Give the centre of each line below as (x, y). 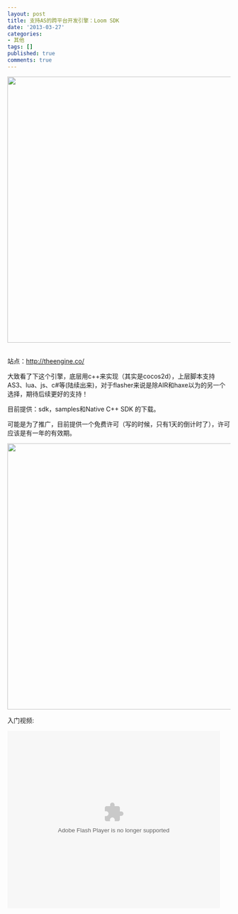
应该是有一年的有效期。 (41, 433)
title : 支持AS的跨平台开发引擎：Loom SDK (63, 21)
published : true (31, 54)
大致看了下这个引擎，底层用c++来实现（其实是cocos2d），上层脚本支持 (111, 376)
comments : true (30, 60)
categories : (25, 34)
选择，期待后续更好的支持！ (48, 394)
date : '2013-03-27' (36, 27)
